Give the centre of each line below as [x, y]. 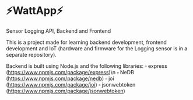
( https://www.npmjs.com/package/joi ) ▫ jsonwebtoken [71, 84]
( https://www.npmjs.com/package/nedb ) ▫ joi [60, 78]
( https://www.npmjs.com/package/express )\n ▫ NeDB [70, 72]
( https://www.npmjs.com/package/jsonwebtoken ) [66, 91]
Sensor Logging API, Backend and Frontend [59, 31]
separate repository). [31, 54]
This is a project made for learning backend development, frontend [87, 42]
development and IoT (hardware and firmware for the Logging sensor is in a [97, 48]
